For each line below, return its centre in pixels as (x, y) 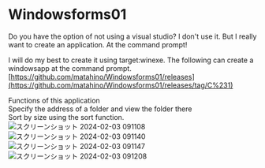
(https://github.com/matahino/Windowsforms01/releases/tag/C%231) (121, 85)
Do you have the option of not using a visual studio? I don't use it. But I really (132, 36)
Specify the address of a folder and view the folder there (100, 109)
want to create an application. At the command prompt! (98, 44)
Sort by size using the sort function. (66, 117)
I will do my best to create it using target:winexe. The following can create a (131, 60)
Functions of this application (54, 100)
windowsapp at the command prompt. (70, 68)
